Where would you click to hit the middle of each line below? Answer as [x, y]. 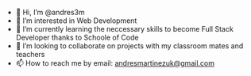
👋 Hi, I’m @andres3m [50, 12]
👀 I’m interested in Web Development [76, 21]
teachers [30, 54]
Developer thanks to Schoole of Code [77, 37]
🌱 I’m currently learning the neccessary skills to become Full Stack [125, 29]
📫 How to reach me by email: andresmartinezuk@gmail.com [115, 63]
